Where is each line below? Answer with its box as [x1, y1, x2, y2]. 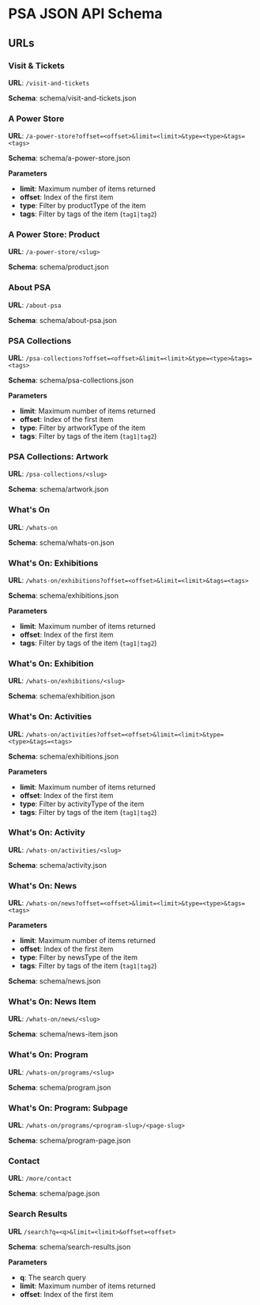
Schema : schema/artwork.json [8, 485, 109, 494]
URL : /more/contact [8, 1174, 73, 1183]
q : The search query [19, 1273, 87, 1282]
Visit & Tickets [8, 60, 65, 71]
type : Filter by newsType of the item [19, 953, 138, 962]
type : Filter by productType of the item [19, 201, 146, 211]
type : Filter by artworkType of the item [19, 423, 146, 432]
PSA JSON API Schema [8, 5, 164, 23]
